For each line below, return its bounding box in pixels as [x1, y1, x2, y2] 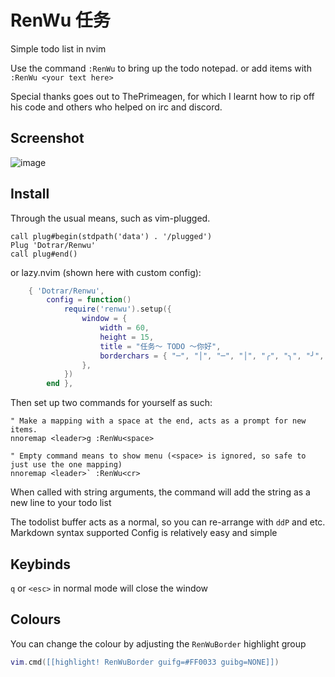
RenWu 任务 [10, 9, 111, 32]
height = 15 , [99, 332, 155, 342]
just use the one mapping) [10, 460, 123, 470]
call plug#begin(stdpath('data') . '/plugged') [10, 231, 213, 241]
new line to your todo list [10, 497, 112, 509]
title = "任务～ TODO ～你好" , [99, 341, 222, 351]
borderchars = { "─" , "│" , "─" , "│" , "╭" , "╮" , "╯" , [99, 351, 325, 361]
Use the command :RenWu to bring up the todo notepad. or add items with [10, 62, 312, 74]
